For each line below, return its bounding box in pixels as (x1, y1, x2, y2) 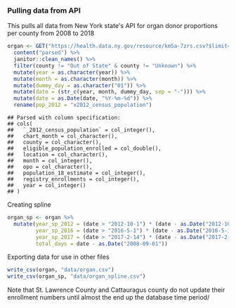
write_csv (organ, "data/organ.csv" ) (7, 267, 114, 274)
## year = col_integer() (7, 182, 86, 189)
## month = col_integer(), (7, 158, 93, 165)
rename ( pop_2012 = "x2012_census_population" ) (13, 101, 152, 109)
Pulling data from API (7, 6, 81, 15)
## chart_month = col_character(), (7, 133, 118, 140)
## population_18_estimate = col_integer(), (7, 169, 146, 177)
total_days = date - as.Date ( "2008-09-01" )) (35, 240, 169, 248)
